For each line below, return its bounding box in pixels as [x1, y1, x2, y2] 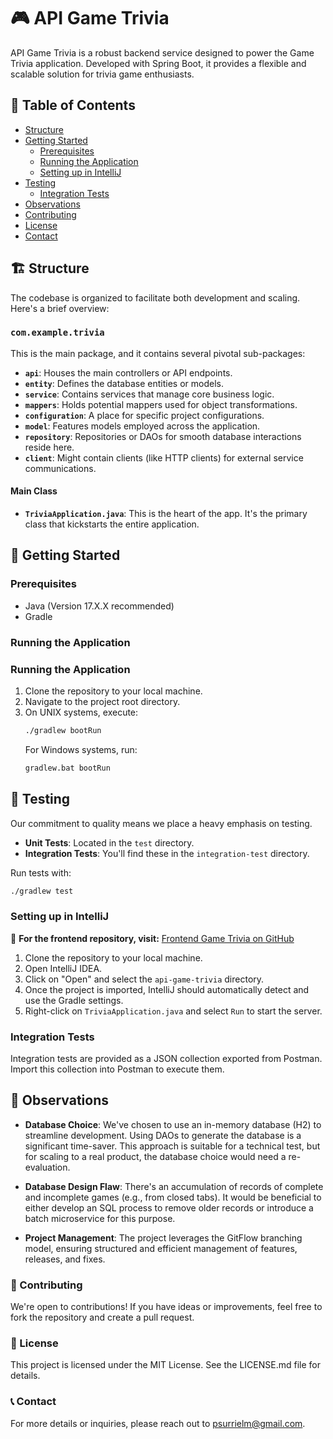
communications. [24, 462, 97, 474]
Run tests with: [10, 866, 72, 879]
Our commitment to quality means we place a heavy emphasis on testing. [10, 817, 313, 829]
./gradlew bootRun [24, 725, 102, 735]
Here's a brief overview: [10, 302, 110, 314]
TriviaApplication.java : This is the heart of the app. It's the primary [24, 508, 308, 520]
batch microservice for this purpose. [24, 1212, 176, 1224]
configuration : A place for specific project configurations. [24, 409, 265, 421]
